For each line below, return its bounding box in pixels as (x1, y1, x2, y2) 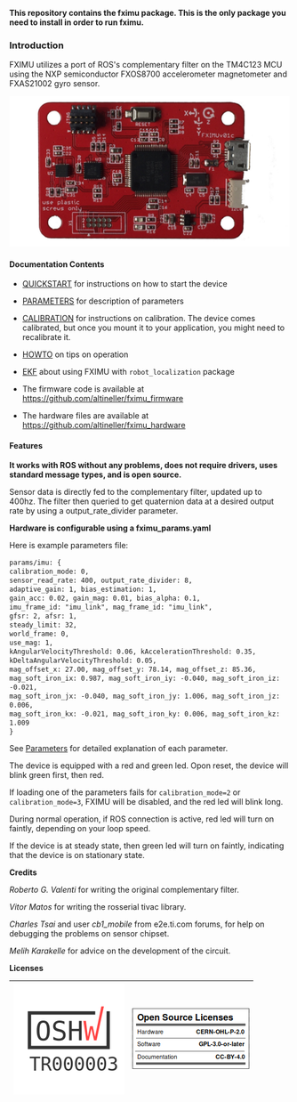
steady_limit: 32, (9, 620, 77, 630)
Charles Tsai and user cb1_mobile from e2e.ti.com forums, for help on (9, 919, 265, 929)
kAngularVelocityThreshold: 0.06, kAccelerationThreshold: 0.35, (9, 647, 256, 657)
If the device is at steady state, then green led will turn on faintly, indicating (9, 840, 285, 851)
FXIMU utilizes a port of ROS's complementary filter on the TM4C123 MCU (9, 60, 283, 70)
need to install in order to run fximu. (9, 17, 144, 28)
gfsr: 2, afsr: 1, (9, 612, 77, 621)
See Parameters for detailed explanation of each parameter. (9, 743, 229, 754)
